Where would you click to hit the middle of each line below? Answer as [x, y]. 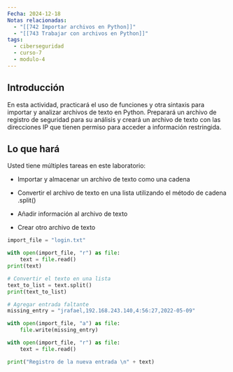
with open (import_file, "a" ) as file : [64, 324]
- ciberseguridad [39, 46]
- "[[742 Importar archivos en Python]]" [75, 27]
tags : [15, 40]
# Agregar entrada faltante [48, 304]
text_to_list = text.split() [50, 285]
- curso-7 [28, 53]
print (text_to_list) [37, 291]
